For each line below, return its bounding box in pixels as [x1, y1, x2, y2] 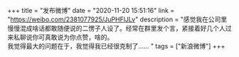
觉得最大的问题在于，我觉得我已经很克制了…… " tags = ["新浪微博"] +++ [13, 42, 225, 50]
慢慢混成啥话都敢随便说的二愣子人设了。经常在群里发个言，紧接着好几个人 [7, 24, 225, 32]
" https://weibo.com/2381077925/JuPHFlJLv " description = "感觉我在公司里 [7, 15, 228, 24]
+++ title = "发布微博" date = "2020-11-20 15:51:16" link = [7, 6, 175, 14]
